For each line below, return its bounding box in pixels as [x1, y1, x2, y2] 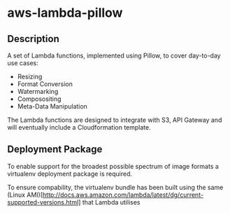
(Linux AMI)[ [7, 191, 43, 199]
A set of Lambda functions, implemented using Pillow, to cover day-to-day [7, 51, 222, 60]
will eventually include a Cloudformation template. [7, 123, 152, 131]
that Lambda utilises [82, 198, 141, 206]
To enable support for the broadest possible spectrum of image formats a [7, 162, 219, 170]
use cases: [7, 59, 38, 67]
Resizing [17, 72, 43, 81]
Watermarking [17, 88, 59, 95]
